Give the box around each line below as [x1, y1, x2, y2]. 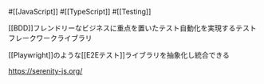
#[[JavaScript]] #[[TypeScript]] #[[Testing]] [8, 7, 152, 16]
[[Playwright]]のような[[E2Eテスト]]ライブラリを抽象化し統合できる [8, 50, 230, 59]
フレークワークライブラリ [8, 34, 93, 42]
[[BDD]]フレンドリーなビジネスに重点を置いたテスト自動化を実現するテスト [8, 23, 257, 33]
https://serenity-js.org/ [8, 66, 83, 75]
